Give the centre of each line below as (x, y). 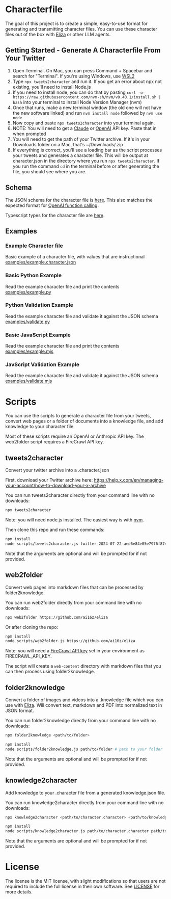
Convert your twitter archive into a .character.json (57, 470)
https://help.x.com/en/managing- (129, 480)
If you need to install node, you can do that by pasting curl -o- (79, 92)
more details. (19, 892)
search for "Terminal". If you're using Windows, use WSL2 (74, 76)
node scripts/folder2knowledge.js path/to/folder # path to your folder (84, 749)
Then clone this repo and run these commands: (55, 530)
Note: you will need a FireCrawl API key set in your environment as (75, 651)
